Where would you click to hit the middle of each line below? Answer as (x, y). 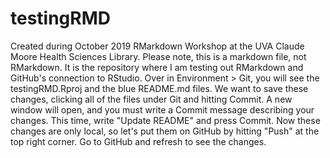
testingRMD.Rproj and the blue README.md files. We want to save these (159, 88)
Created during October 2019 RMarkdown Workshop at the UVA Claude (157, 46)
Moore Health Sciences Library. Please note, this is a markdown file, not (158, 56)
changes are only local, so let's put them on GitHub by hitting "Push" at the (165, 131)
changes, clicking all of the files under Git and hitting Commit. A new (151, 99)
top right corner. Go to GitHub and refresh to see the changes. (138, 141)
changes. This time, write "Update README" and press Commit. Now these (165, 120)
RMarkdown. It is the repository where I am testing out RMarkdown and (157, 67)
